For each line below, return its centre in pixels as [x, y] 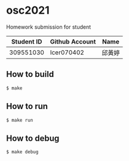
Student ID [27, 41]
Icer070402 [67, 52]
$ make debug [22, 152]
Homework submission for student [49, 27]
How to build [30, 74]
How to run [27, 106]
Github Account [73, 41]
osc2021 [28, 10]
